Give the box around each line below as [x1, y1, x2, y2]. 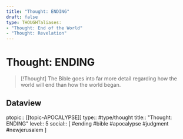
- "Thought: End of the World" [6, 25, 83, 31]
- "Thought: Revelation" [6, 30, 67, 36]
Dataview [6, 98, 42, 109]
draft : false [6, 14, 38, 20]
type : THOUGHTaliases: [6, 19, 62, 25]
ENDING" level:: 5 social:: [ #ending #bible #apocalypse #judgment [6, 120, 169, 127]
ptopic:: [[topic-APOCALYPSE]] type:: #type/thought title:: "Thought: [6, 114, 172, 121]
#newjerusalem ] [6, 126, 47, 133]
